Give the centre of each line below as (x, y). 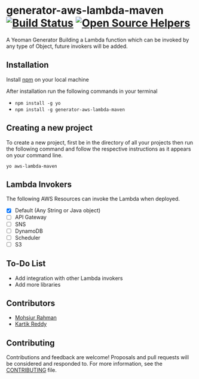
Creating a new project (49, 128)
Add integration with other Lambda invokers (69, 278)
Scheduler (27, 237)
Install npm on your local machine (48, 79)
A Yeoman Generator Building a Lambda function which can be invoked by (98, 40)
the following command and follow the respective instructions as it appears (99, 149)
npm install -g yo (38, 103)
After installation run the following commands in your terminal (82, 91)
